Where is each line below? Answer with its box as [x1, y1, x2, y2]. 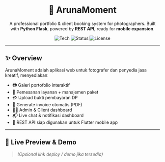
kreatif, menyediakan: [5, 72, 49, 78]
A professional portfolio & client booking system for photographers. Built [9, 21, 156, 26]
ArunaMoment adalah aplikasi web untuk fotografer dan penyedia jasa [5, 67, 147, 73]
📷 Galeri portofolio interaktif [12, 82, 70, 88]
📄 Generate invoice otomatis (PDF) [12, 101, 82, 107]
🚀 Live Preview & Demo [5, 138, 77, 146]
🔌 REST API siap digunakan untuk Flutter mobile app [12, 119, 118, 125]
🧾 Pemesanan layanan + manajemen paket [12, 89, 99, 95]
